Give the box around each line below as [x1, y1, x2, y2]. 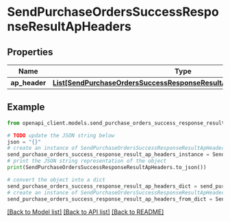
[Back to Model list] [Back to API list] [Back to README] [7, 208, 164, 217]
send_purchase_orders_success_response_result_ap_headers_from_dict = [7, 195, 213, 203]
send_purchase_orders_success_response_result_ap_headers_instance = [7, 151, 210, 158]
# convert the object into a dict [7, 176, 106, 183]
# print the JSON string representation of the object [7, 157, 167, 165]
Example [7, 101, 45, 113]
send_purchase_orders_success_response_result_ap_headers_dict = [7, 183, 197, 190]
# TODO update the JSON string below [7, 132, 115, 139]
